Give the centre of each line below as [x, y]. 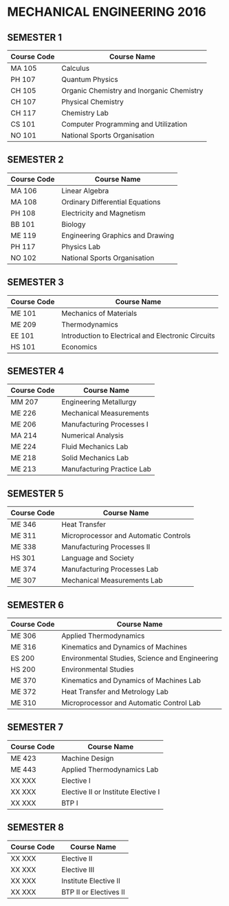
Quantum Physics [90, 79]
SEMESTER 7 [35, 727]
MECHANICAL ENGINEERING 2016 [107, 12]
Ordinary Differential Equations [111, 202]
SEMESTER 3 [35, 282]
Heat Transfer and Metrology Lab [115, 692]
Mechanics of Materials [99, 313]
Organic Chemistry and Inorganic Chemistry [132, 90]
